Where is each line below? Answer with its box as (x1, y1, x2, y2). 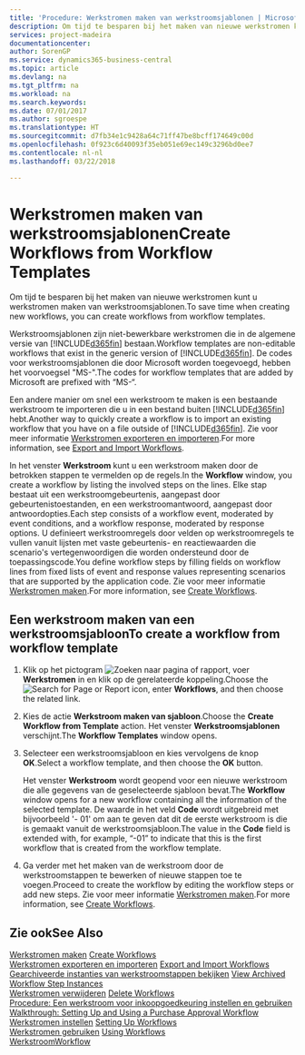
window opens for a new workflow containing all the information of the (22, 794, 288, 805)
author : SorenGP (9, 47, 71, 56)
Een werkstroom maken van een (9, 612, 195, 627)
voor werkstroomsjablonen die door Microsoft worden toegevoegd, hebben (9, 358, 291, 369)
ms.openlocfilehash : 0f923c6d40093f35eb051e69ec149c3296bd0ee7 (9, 140, 254, 149)
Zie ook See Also (9, 925, 103, 941)
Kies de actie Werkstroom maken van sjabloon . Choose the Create (22, 711, 274, 722)
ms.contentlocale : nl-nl (9, 148, 103, 157)
